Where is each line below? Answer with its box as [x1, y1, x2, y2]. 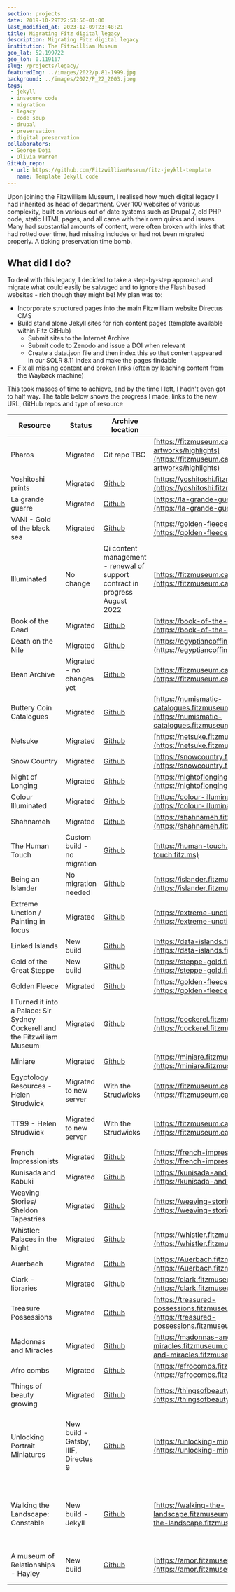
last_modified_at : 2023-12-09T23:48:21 [7, 23, 124, 30]
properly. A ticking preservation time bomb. [7, 237, 133, 245]
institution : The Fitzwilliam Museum [7, 43, 117, 50]
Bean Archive [10, 670, 55, 679]
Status [69, 421, 92, 431]
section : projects [7, 10, 61, 18]
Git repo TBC [103, 450, 146, 459]
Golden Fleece [10, 981, 59, 991]
